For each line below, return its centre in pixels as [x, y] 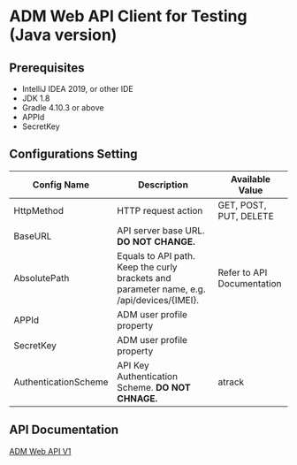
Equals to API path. [156, 255]
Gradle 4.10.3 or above [63, 107]
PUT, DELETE [246, 216]
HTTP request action [160, 210]
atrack [231, 382]
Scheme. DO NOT [154, 387]
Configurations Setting [74, 154]
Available [251, 179]
